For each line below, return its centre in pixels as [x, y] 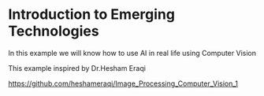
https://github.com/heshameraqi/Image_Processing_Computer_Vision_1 [123, 83]
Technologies [54, 31]
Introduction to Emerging [92, 15]
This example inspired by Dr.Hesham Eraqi [77, 68]
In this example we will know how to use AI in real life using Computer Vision [132, 53]
